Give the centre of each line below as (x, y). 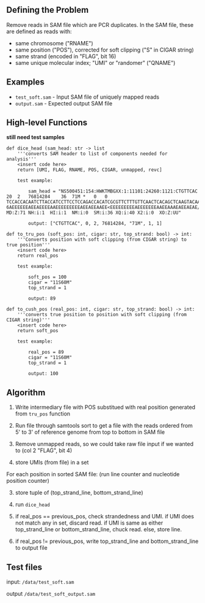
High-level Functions (47, 123)
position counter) (28, 481)
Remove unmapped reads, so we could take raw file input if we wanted (104, 444)
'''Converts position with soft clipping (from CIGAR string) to (102, 240)
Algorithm (26, 393)
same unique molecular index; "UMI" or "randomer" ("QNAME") (95, 63)
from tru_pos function (43, 414)
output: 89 (42, 299)
